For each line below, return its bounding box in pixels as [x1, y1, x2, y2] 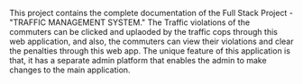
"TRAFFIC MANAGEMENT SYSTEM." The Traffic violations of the [9, 17, 251, 28]
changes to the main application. [9, 64, 131, 75]
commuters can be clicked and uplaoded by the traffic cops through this [9, 27, 278, 37]
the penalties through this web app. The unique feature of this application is [9, 46, 291, 56]
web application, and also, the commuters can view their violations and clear [9, 36, 294, 46]
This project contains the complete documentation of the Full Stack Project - [9, 8, 293, 18]
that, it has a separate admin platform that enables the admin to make [9, 55, 268, 65]
